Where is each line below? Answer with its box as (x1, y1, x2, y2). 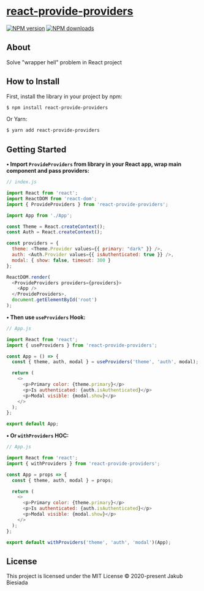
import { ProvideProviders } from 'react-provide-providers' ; (6, 201, 168, 208)
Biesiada (6, 579, 28, 586)
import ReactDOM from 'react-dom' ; (6, 195, 97, 201)
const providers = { (6, 240, 59, 246)
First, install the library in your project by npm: (6, 92, 123, 100)
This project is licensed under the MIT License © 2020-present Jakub (6, 573, 183, 580)
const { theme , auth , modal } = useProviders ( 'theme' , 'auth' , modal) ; (12, 359, 199, 365)
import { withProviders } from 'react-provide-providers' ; (6, 461, 161, 467)
